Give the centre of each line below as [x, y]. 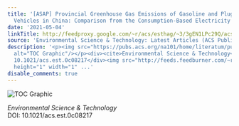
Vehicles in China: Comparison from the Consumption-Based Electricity [122, 21]
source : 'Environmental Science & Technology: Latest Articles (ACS [111, 41]
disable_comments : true [43, 73]
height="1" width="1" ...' [54, 67]
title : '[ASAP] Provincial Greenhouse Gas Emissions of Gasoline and [113, 14]
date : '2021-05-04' [36, 27]
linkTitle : [23, 34]
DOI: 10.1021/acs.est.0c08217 [50, 115]
